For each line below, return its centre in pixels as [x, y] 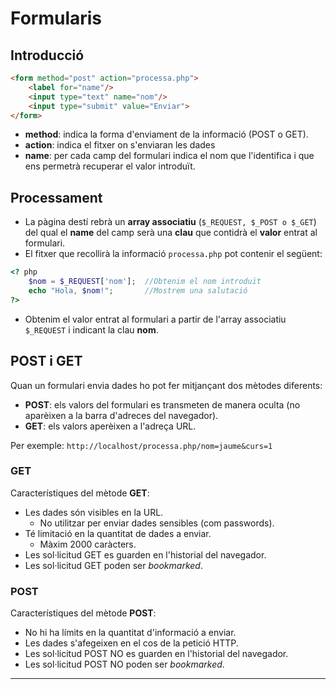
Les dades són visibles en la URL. [94, 512]
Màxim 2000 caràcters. [88, 544]
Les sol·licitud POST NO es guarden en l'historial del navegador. [156, 654]
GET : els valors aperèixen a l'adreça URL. [110, 426]
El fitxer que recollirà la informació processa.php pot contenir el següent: [173, 254]
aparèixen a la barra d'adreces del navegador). [121, 415]
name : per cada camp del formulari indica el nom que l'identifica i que [169, 156]
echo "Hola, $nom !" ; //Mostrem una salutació [138, 290]
